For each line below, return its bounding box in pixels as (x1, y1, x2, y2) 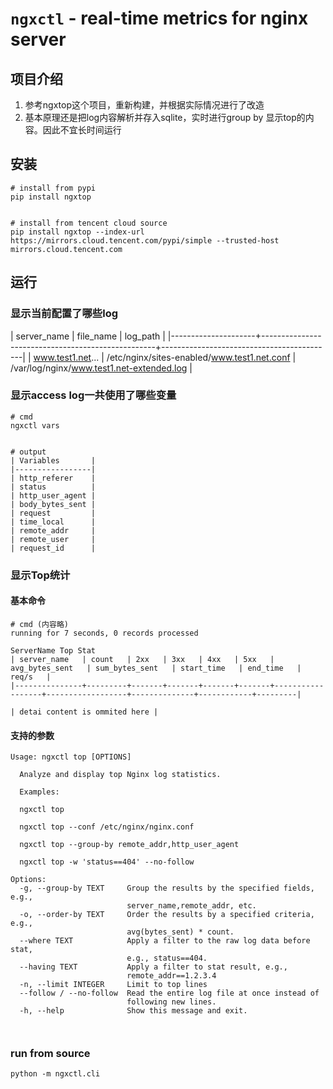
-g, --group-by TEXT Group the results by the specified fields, (19, 883, 315, 894)
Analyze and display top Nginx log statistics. (19, 770, 222, 780)
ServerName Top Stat (10, 645, 97, 656)
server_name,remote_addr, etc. (126, 901, 257, 911)
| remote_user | (10, 534, 97, 544)
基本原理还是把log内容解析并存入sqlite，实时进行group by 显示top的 (24, 112, 306, 123)
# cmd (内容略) (10, 619, 69, 629)
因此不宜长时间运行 (42, 124, 122, 136)
